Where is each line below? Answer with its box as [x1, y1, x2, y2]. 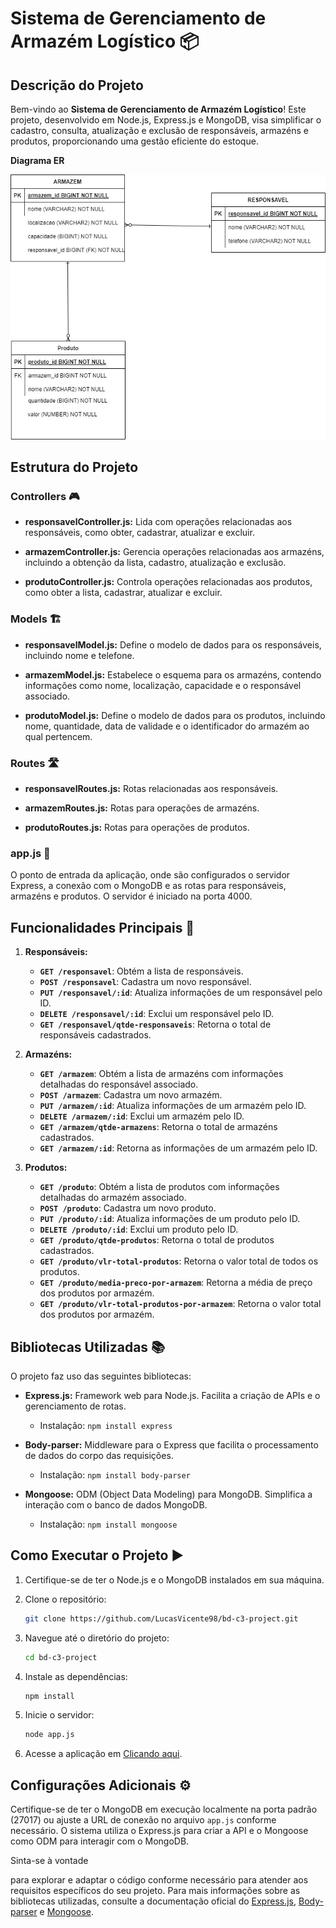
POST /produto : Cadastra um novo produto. [39, 1202, 217, 1214]
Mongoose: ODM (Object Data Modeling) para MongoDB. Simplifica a [24, 1488, 313, 1500]
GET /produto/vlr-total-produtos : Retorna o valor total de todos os [39, 1255, 319, 1267]
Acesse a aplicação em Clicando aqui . [24, 1748, 183, 1760]
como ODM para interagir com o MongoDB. [10, 1835, 190, 1847]
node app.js [24, 1730, 75, 1740]
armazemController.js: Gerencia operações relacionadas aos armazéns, [24, 546, 325, 558]
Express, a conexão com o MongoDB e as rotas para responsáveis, [10, 880, 287, 892]
